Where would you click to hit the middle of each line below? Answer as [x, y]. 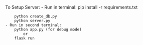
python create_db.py [36, 16]
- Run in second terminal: [33, 25]
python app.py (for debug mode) [48, 29]
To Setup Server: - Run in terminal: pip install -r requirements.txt [71, 7]
